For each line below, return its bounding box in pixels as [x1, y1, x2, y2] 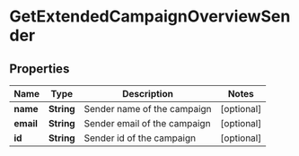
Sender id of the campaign [84, 132, 196, 144]
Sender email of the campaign [84, 117, 211, 129]
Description [122, 88, 173, 100]
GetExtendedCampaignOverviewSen [9, 6, 291, 27]
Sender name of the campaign [84, 103, 213, 115]
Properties [9, 61, 70, 76]
